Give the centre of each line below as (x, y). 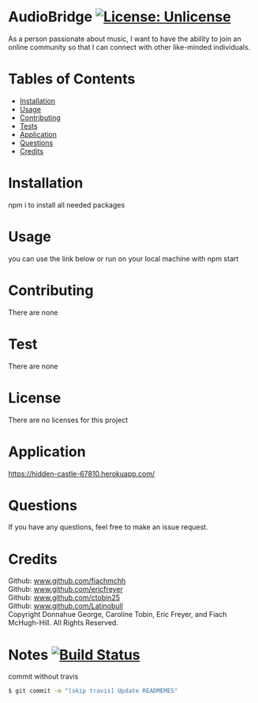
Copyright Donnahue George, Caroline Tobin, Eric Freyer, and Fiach (118, 615)
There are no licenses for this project (68, 420)
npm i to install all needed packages (67, 204)
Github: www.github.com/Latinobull (66, 606)
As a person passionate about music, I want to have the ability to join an (125, 39)
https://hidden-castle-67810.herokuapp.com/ (82, 473)
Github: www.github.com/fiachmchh (67, 581)
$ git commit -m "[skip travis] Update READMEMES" (93, 691)
